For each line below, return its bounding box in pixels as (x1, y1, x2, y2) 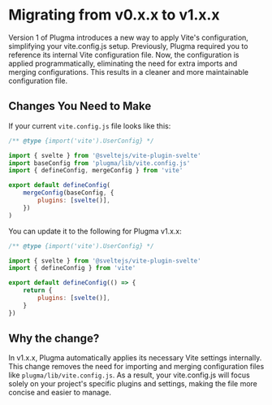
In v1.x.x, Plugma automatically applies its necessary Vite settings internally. (8, 353, 262, 363)
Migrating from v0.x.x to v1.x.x (8, 6, 220, 24)
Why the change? (8, 332, 100, 346)
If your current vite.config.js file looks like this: (8, 120, 171, 131)
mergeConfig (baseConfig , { (23, 189, 114, 197)
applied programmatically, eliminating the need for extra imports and (8, 59, 238, 68)
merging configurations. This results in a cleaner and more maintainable (8, 67, 249, 76)
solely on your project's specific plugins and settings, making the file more (8, 379, 258, 389)
